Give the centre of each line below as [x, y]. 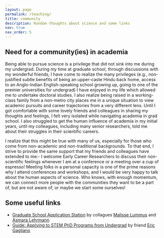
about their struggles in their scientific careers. [52, 131]
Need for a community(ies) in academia [67, 52]
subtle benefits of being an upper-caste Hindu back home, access [89, 79]
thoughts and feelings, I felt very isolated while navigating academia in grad [81, 116]
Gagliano [21, 230]
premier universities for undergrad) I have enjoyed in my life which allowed [80, 90]
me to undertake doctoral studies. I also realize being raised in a [70, 95]
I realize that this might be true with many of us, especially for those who [78, 141]
